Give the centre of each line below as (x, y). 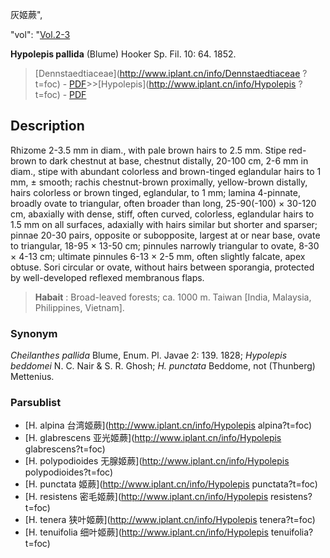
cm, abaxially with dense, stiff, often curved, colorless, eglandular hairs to (162, 214)
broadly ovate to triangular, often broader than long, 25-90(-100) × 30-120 (163, 203)
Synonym (34, 333)
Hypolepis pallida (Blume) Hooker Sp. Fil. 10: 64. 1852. (123, 54)
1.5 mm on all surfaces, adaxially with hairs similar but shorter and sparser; (164, 224)
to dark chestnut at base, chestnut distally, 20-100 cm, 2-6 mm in (173, 160)
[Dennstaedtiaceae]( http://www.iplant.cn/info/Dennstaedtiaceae (167, 73)
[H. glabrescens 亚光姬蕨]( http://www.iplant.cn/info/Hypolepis (153, 438)
